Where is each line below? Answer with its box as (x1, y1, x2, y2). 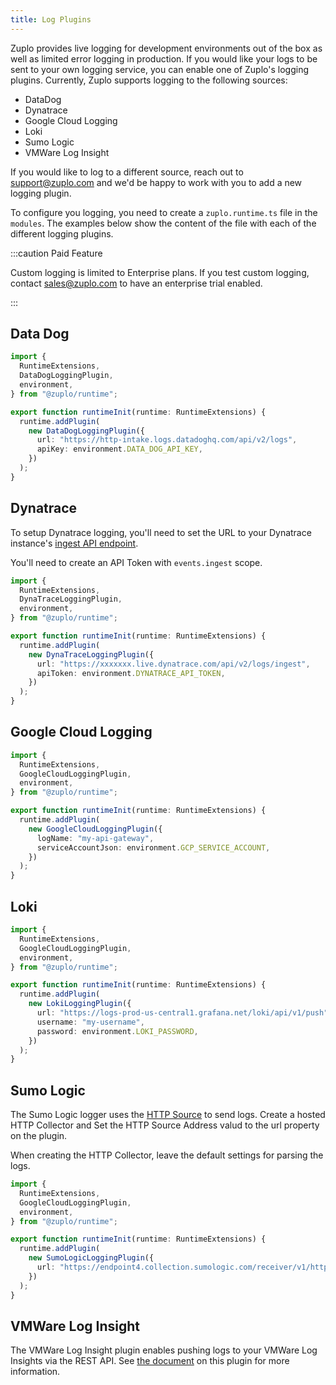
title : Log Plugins (10, 14, 92, 25)
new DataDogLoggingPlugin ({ (28, 426, 145, 436)
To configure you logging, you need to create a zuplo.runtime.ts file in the (10, 206, 318, 218)
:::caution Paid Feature (10, 247, 103, 259)
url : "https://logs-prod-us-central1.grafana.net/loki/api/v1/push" (36, 1008, 329, 1018)
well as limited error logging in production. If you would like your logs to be (10, 52, 318, 65)
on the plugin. (10, 1130, 68, 1142)
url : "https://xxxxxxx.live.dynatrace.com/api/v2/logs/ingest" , (36, 659, 311, 669)
